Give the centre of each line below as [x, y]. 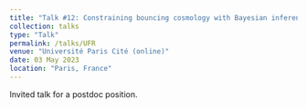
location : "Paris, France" [61, 69]
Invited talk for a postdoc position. [74, 94]
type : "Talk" [34, 35]
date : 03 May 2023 [44, 60]
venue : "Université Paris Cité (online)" [90, 52]
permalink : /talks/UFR [53, 43]
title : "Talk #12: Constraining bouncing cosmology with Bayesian [138, 18]
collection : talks [44, 26]
